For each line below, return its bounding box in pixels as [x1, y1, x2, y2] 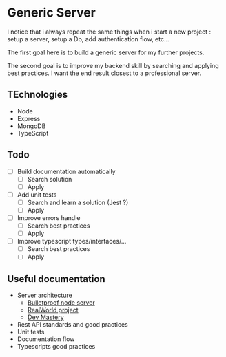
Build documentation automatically [17, 167, 116, 175]
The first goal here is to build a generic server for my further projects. [7, 48, 205, 56]
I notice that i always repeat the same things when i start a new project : [7, 28, 212, 36]
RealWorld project [27, 306, 79, 314]
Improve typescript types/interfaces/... [17, 237, 127, 246]
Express [17, 114, 41, 122]
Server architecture [17, 291, 72, 300]
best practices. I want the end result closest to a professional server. [7, 69, 202, 77]
